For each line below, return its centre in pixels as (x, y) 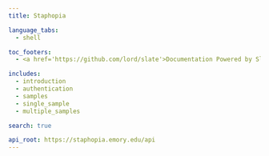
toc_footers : (30, 52)
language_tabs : (34, 30)
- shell (28, 38)
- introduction (41, 82)
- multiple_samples (48, 111)
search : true (30, 126)
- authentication (44, 89)
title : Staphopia (37, 16)
